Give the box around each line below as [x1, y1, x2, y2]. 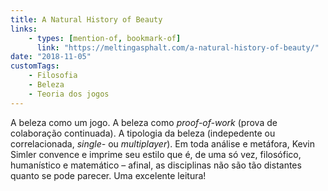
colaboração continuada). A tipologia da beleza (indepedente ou [10, 127, 276, 139]
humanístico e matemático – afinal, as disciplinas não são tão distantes [10, 159, 302, 171]
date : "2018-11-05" [10, 52, 92, 62]
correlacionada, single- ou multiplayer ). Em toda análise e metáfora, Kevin [10, 137, 315, 150]
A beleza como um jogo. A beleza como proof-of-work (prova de [10, 116, 278, 128]
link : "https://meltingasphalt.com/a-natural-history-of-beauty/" [36, 42, 320, 53]
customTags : [10, 61, 60, 71]
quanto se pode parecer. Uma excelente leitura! [10, 169, 207, 181]
